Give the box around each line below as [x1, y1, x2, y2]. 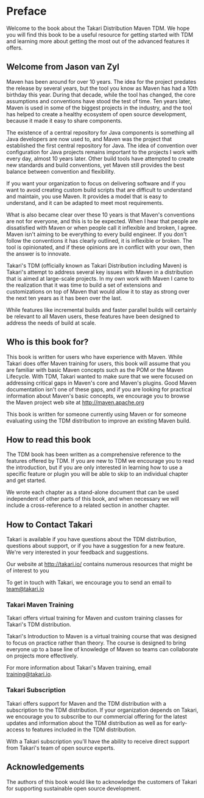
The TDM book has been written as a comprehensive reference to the [6, 451, 181, 458]
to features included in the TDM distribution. [25, 726, 136, 733]
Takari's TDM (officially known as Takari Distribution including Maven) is [6, 262, 188, 269]
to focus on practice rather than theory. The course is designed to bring [6, 639, 186, 646]
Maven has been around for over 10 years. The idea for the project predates [6, 78, 197, 85]
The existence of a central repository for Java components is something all [6, 128, 194, 136]
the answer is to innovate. [6, 249, 71, 257]
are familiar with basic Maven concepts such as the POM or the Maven [6, 366, 184, 374]
